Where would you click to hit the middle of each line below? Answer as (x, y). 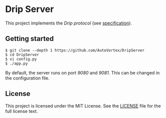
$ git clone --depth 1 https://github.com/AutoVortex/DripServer (75, 50)
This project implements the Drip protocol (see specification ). (68, 23)
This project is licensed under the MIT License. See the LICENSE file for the (83, 105)
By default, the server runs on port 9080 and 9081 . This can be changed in (82, 72)
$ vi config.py (21, 59)
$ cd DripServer (22, 54)
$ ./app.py (17, 63)
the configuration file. (27, 78)
